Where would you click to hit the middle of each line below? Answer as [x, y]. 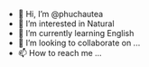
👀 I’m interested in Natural [66, 24]
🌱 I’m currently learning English [76, 33]
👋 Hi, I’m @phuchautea [61, 14]
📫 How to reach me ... [60, 53]
